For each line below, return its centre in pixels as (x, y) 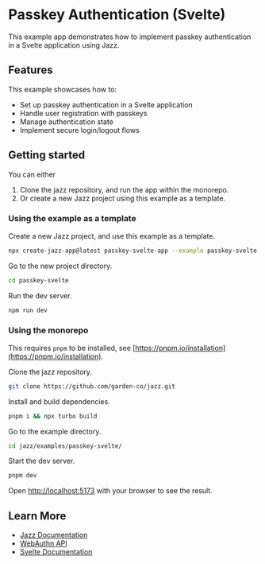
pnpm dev (23, 476)
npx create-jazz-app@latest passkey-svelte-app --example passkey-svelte (133, 251)
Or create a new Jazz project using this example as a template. (123, 198)
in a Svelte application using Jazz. (64, 45)
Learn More (37, 516)
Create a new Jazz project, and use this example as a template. (112, 235)
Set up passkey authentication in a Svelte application (106, 104)
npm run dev (28, 310)
